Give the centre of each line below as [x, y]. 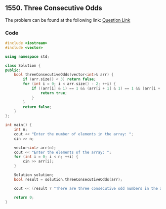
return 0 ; [24, 197]
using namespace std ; [27, 56]
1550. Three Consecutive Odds [54, 8]
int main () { [19, 125]
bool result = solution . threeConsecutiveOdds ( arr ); [68, 179]
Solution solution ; [34, 175]
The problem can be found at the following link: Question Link [68, 20]
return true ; [54, 93]
